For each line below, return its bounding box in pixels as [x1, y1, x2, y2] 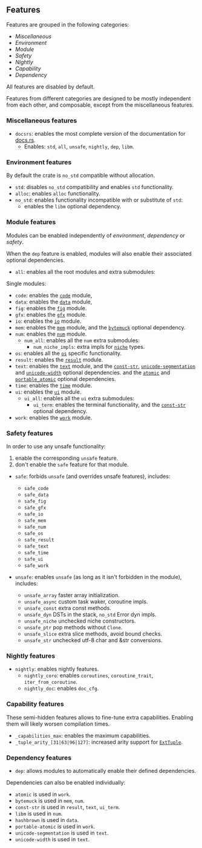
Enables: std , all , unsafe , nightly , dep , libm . [24, 143, 134, 150]
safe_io [24, 511, 44, 517]
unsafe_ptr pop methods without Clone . [24, 624, 123, 631]
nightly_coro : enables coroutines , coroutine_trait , [24, 672, 154, 679]
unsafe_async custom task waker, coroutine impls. [24, 598, 148, 605]
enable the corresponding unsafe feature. [15, 454, 119, 462]
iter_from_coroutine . [24, 678, 77, 686]
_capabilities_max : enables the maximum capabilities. [15, 732, 151, 739]
